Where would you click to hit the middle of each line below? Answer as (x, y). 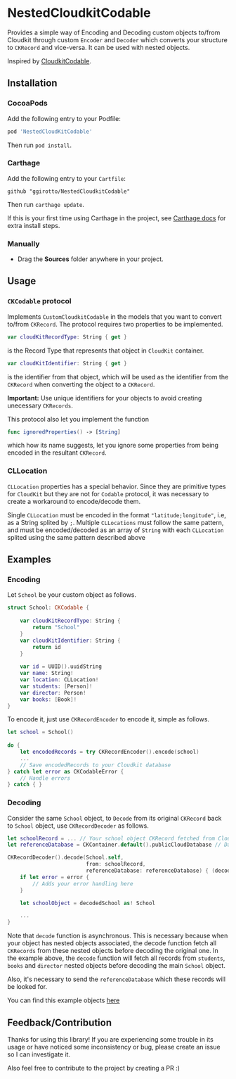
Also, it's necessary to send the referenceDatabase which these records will (117, 979)
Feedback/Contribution (60, 1022)
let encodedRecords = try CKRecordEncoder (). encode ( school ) (110, 752)
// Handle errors (45, 778)
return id (47, 647)
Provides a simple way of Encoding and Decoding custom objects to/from (114, 32)
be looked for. (27, 987)
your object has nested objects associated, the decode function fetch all (112, 943)
